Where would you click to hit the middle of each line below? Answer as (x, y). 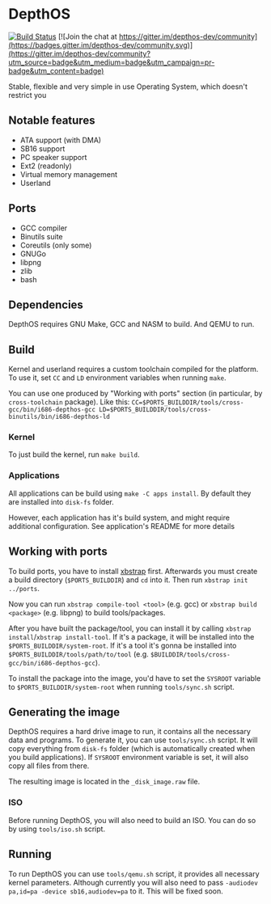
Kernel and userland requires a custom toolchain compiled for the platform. (133, 370)
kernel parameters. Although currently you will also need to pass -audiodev (133, 882)
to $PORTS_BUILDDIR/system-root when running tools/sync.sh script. (121, 686)
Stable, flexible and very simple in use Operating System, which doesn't (128, 87)
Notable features (52, 121)
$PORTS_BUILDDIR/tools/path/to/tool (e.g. (79, 654)
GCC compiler (44, 228)
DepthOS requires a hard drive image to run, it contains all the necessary (129, 732)
